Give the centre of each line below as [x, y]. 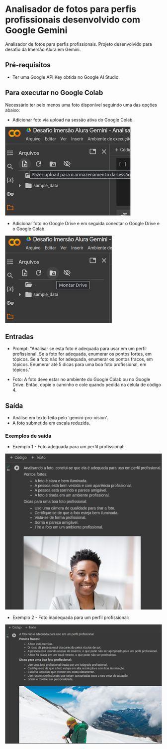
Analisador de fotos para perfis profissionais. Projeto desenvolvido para [79, 44]
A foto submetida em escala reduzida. [51, 423]
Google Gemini [36, 30]
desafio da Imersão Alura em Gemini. [43, 49]
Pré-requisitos [28, 65]
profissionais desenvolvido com [73, 20]
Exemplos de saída [28, 436]
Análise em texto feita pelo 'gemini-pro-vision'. [60, 418]
